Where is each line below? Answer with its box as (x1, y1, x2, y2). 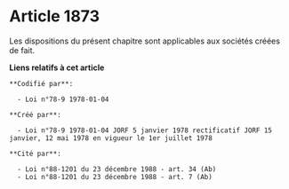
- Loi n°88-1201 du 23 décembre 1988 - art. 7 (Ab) (17, 172, 213, 181)
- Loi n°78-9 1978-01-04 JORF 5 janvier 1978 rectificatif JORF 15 (17, 126, 273, 135)
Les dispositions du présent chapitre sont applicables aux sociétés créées (9, 35, 280, 46)
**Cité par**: (9, 149, 62, 158)
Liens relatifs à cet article (9, 62, 105, 73)
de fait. (9, 44, 36, 55)
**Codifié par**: (9, 79, 74, 88)
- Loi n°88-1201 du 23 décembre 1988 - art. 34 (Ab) (17, 164, 217, 174)
